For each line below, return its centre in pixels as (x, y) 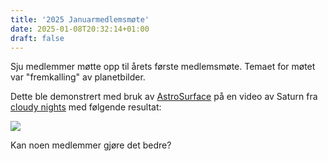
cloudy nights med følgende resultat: (86, 107)
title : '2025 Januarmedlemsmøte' (80, 19)
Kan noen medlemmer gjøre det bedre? (91, 145)
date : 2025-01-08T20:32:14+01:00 (80, 29)
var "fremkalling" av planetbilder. (78, 77)
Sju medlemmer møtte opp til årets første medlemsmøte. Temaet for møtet (163, 67)
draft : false (37, 38)
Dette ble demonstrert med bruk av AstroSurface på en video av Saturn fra (164, 97)
